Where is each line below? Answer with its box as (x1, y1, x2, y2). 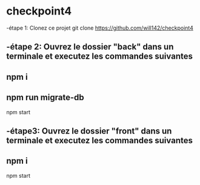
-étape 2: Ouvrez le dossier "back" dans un (6, 42, 174, 52)
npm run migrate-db (6, 92, 84, 103)
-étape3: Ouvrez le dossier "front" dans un (6, 126, 172, 136)
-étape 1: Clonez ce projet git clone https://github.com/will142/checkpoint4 (6, 24, 194, 31)
